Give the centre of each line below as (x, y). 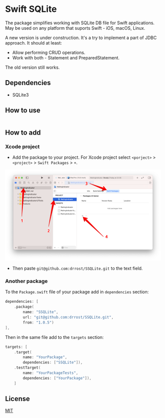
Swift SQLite (31, 9)
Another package (26, 281)
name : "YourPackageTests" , (51, 373)
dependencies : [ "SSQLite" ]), (53, 363)
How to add (23, 132)
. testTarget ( (27, 368)
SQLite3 (21, 94)
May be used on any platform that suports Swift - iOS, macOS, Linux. (75, 28)
